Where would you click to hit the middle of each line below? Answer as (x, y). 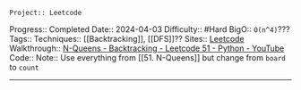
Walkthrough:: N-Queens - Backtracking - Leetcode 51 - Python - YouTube (147, 48)
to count (24, 67)
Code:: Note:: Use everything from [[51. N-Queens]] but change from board (148, 57)
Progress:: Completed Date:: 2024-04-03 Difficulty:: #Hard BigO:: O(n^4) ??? (150, 29)
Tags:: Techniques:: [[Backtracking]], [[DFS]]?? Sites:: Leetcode (127, 39)
